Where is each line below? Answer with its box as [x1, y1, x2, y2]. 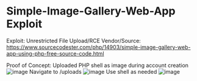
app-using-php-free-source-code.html [6, 50, 105, 57]
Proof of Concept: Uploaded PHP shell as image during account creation [6, 62, 189, 69]
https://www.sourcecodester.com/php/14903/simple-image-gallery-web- [6, 44, 191, 51]
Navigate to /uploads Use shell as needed [29, 68, 157, 75]
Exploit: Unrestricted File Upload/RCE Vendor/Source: [6, 37, 141, 44]
